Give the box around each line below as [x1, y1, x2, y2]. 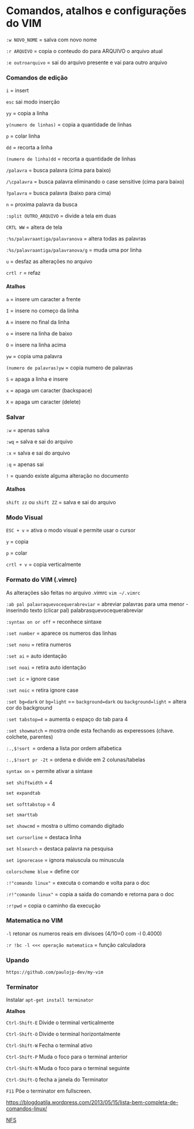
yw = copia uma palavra [6, 353, 63, 360]
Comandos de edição [6, 74, 68, 82]
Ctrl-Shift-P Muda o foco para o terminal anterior [6, 1053, 128, 1060]
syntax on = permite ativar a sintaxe [6, 767, 93, 774]
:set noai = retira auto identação [6, 664, 87, 671]
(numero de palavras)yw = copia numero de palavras [6, 364, 133, 371]
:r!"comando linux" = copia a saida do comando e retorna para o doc [6, 890, 175, 898]
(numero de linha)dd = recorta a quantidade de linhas [6, 155, 136, 162]
